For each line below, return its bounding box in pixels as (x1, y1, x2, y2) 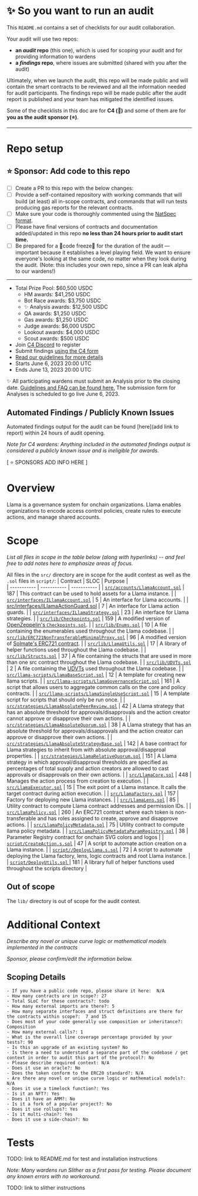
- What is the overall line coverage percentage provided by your (6, 1034, 173, 1040)
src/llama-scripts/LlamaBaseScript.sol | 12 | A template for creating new (6, 671, 186, 678)
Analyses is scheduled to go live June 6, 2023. (6, 390, 120, 397)
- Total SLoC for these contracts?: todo (6, 998, 110, 1004)
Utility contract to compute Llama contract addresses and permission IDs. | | (6, 802, 192, 809)
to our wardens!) (15, 268, 56, 275)
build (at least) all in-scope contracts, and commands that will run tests (15, 198, 187, 205)
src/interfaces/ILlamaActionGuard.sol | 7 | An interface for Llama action (6, 602, 180, 609)
